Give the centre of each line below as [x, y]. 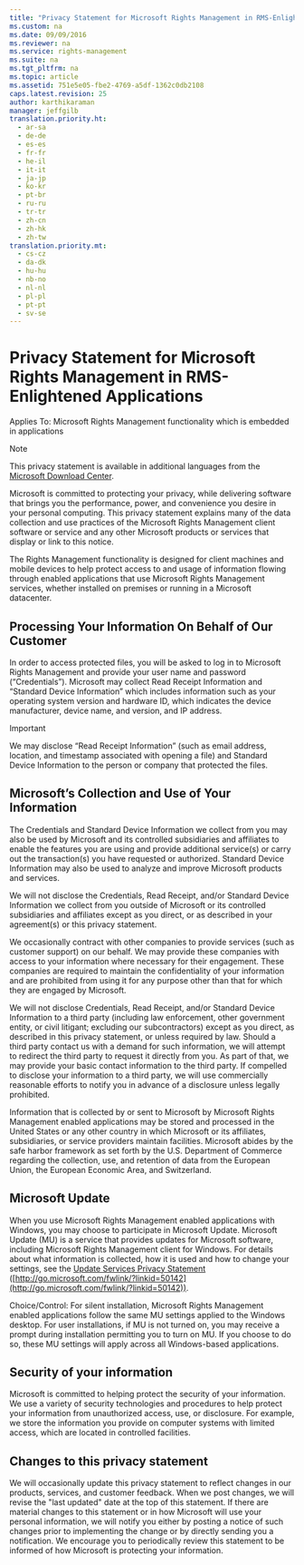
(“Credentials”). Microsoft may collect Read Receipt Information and [136, 682]
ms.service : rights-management [68, 52]
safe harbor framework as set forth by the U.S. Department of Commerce [146, 1150]
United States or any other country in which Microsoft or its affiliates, [138, 1131]
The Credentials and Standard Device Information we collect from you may [148, 829]
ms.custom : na [36, 26]
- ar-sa [32, 128]
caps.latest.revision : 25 [58, 93]
